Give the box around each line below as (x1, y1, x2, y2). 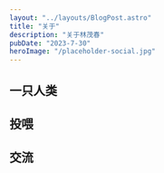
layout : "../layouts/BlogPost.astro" (9, 13, 152, 23)
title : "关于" (9, 22, 61, 31)
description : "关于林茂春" (9, 30, 104, 39)
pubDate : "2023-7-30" (9, 38, 92, 48)
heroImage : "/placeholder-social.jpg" (9, 47, 156, 56)
